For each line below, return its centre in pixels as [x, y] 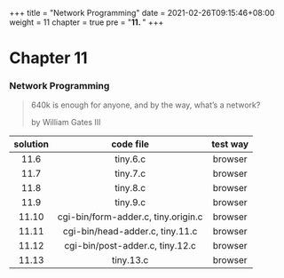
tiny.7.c [130, 174]
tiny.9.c [130, 203]
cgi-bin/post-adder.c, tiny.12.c [130, 246]
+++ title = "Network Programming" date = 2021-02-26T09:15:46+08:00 [142, 13]
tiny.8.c [130, 188]
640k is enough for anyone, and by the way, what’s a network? [146, 105]
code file [130, 144]
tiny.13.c [130, 260]
